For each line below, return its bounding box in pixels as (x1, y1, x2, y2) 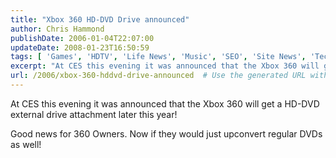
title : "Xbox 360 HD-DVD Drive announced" (10, 14, 190, 25)
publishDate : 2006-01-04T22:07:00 (10, 33, 155, 43)
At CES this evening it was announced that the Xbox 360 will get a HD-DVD (10, 97, 320, 110)
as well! (10, 138, 42, 150)
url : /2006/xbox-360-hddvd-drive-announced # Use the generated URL (10, 71, 307, 81)
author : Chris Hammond (10, 24, 105, 34)
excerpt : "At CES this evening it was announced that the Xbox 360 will (10, 61, 320, 71)
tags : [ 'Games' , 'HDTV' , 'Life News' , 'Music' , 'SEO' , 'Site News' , (10, 52, 307, 62)
